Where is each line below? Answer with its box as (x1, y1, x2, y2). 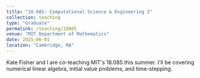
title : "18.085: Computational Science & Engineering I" (6, 8, 153, 15)
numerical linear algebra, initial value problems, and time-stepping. (6, 65, 173, 72)
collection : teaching (6, 14, 61, 20)
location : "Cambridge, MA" (6, 43, 74, 49)
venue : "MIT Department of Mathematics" (6, 31, 110, 37)
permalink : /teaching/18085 (6, 25, 77, 32)
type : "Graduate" (6, 20, 50, 26)
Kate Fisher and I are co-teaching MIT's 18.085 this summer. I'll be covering (6, 58, 195, 66)
